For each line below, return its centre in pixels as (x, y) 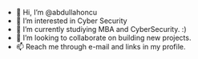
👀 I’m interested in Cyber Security (71, 21)
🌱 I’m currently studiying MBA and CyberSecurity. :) (101, 29)
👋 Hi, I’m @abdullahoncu (57, 12)
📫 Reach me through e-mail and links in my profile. (101, 47)
